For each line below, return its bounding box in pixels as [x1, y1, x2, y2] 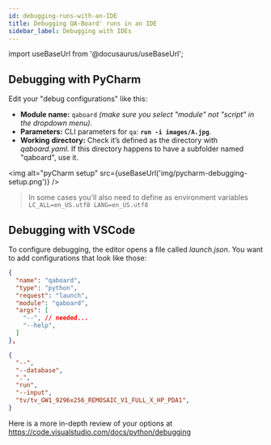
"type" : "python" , [15, 284, 78, 292]
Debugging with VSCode [8, 223, 136, 237]
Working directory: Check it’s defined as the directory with [19, 135, 218, 146]
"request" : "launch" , [15, 291, 89, 299]
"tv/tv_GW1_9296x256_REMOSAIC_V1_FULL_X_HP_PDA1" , [15, 396, 190, 405]
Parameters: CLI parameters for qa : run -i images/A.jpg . [19, 127, 212, 137]
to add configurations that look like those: [8, 253, 147, 263]
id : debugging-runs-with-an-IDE [8, 11, 117, 20]
